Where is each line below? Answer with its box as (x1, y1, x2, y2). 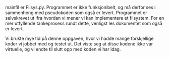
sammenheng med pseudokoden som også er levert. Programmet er (5, 10, 147, 16)
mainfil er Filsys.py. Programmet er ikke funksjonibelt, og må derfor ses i (5, 5, 156, 10)
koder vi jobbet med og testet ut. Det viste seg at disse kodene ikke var (5, 41, 153, 47)
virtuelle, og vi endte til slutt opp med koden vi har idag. (5, 46, 121, 52)
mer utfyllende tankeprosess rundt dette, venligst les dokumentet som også (5, 20, 162, 26)
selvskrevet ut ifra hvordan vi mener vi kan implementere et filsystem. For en (5, 15, 164, 21)
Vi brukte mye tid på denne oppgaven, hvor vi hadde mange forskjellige (5, 35, 154, 41)
